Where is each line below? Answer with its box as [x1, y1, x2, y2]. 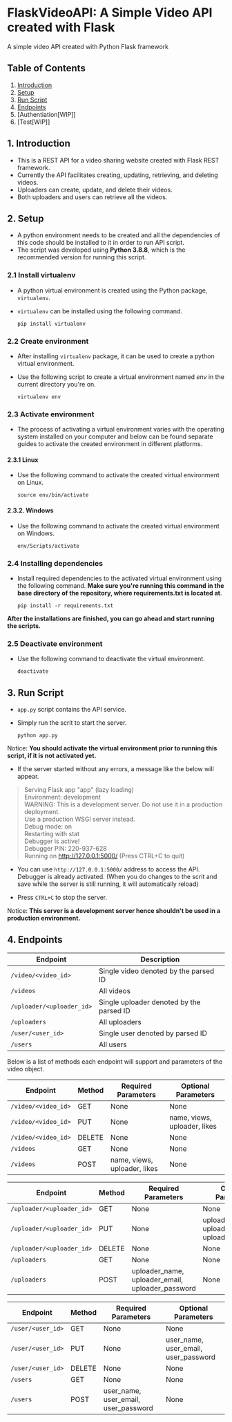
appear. [17, 773, 39, 781]
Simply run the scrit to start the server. [17, 719, 127, 727]
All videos [99, 986, 131, 995]
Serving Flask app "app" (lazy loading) [23, 786, 135, 794]
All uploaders [99, 1017, 142, 1026]
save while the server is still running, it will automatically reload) [17, 880, 199, 888]
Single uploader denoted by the [99, 997, 201, 1007]
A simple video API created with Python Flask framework [7, 42, 169, 50]
